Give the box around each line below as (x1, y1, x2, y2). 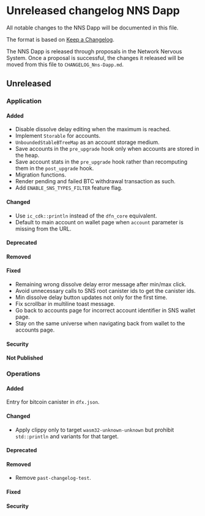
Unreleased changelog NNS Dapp (6, 4, 181, 18)
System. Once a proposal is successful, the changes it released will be (6, 54, 185, 61)
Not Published (6, 354, 43, 362)
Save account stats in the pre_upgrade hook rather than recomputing (15, 158, 188, 165)
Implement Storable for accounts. (15, 132, 101, 140)
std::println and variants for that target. (15, 433, 119, 440)
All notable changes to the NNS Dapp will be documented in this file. (6, 24, 179, 31)
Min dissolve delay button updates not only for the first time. (15, 294, 168, 301)
